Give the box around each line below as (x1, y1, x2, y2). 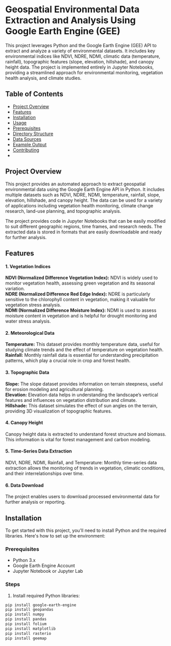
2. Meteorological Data (5, 330, 55, 336)
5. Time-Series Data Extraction (5, 448, 72, 454)
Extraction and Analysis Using (5, 14, 136, 26)
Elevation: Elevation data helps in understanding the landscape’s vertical (5, 392, 158, 398)
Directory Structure (12, 131, 54, 137)
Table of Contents (5, 90, 64, 98)
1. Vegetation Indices (5, 263, 51, 269)
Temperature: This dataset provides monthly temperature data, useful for (5, 341, 160, 348)
